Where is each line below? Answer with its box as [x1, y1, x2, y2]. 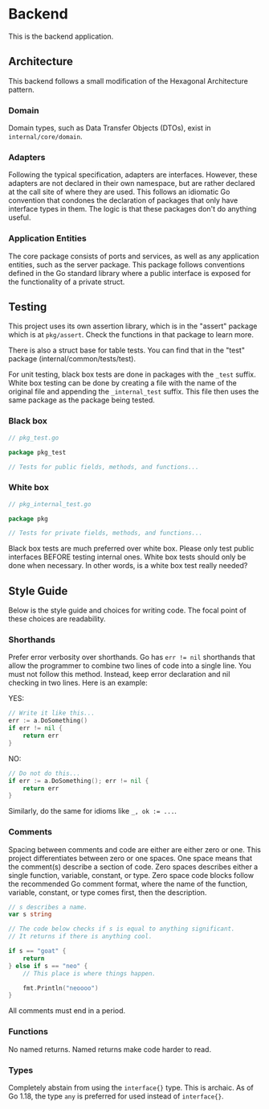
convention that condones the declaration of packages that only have [8, 196, 238, 205]
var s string [8, 910, 52, 918]
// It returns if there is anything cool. [8, 933, 153, 941]
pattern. [8, 85, 35, 94]
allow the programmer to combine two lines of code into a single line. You [8, 661, 251, 670]
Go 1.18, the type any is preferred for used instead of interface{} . [8, 1091, 224, 1101]
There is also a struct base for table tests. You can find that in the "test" [8, 345, 245, 355]
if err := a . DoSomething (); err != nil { [8, 777, 149, 785]
